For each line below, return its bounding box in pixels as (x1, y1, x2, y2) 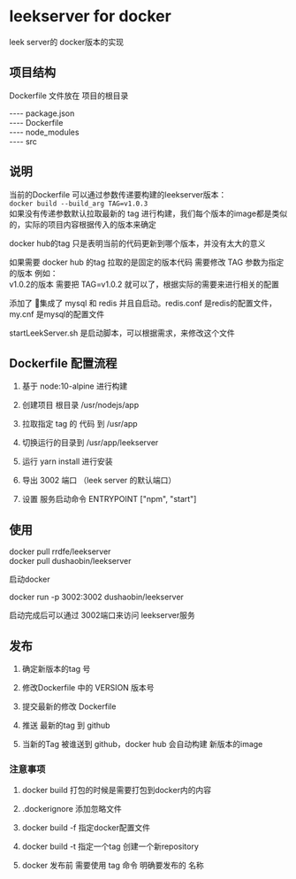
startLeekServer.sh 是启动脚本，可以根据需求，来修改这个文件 (9, 328, 236, 338)
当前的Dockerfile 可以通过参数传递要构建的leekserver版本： (9, 189, 227, 200)
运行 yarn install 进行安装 (21, 456, 113, 466)
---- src (9, 135, 38, 147)
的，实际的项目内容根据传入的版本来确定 (9, 219, 156, 229)
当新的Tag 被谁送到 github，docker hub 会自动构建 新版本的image (21, 739, 263, 749)
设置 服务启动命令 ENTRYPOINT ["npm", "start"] (21, 494, 197, 505)
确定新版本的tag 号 (21, 664, 91, 674)
